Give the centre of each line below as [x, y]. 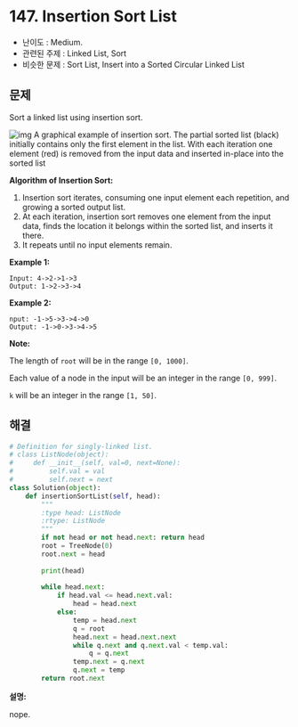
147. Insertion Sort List [93, 16]
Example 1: [30, 262]
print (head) [64, 571]
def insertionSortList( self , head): [93, 496]
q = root [89, 629]
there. [33, 235]
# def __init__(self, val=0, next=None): [95, 463]
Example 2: [30, 302]
